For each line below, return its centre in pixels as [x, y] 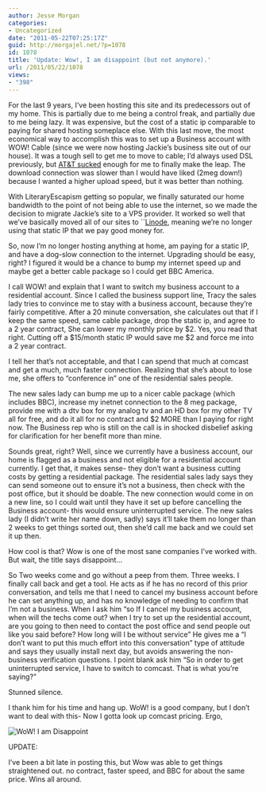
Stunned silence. [36, 692]
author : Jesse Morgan [44, 16]
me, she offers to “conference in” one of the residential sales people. [121, 378]
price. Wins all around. [45, 779]
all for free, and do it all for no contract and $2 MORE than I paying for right [131, 419]
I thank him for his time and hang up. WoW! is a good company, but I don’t [129, 707]
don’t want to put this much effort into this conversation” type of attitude [127, 642]
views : [19, 75]
